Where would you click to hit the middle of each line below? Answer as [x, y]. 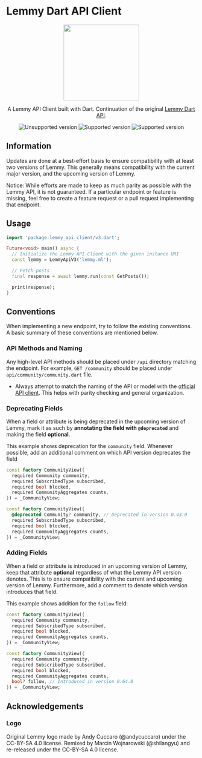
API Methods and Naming [44, 348]
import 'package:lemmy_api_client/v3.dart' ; [63, 237]
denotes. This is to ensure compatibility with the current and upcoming [94, 579]
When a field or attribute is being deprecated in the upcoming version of [96, 421]
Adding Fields [27, 553]
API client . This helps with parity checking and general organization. [99, 392]
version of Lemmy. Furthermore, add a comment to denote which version [97, 585]
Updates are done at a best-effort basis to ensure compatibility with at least [100, 160]
